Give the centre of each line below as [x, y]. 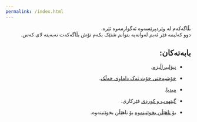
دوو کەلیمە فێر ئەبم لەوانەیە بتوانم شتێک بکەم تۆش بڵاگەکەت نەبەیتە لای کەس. [106, 34]
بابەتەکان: [175, 53]
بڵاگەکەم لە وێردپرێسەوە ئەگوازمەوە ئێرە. [146, 28]
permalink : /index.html [35, 11]
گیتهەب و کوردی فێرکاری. [148, 101]
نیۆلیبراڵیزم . [163, 67]
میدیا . [170, 90]
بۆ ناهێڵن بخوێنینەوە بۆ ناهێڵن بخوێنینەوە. [133, 113]
